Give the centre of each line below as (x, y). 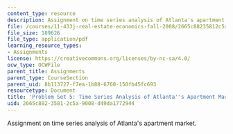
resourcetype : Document (42, 90)
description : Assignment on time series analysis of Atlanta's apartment (116, 20)
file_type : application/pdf (48, 39)
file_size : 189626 (34, 33)
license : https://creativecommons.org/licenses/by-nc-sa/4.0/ (99, 59)
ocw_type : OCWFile (34, 65)
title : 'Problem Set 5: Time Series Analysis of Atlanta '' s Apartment (111, 97)
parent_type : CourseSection (48, 78)
